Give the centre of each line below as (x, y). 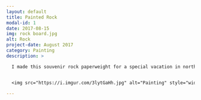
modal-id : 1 (21, 23)
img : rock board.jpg (32, 34)
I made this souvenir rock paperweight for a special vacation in (96, 67)
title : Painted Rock (32, 17)
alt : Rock (19, 39)
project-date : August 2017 (40, 45)
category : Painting (31, 51)
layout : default (26, 12)
